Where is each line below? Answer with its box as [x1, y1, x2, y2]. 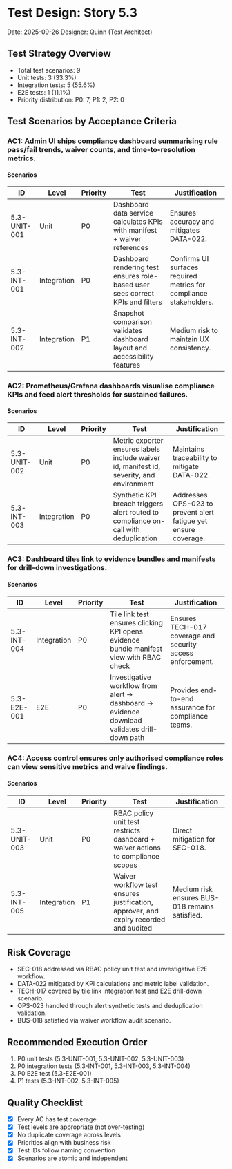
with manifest [113, 226, 157, 236]
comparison [113, 317, 152, 327]
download [110, 715, 143, 725]
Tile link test [110, 609, 150, 619]
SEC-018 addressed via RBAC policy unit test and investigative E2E [17, 965, 209, 973]
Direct [172, 826, 193, 835]
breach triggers [113, 499, 164, 509]
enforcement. [170, 656, 214, 666]
